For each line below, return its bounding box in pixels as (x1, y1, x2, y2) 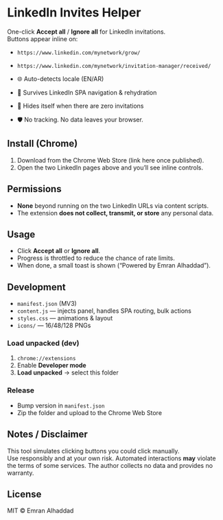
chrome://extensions (16, 355, 76, 362)
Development (7, 281, 67, 293)
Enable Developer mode (16, 362, 87, 370)
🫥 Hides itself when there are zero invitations (16, 102, 144, 110)
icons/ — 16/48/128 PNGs (16, 321, 91, 330)
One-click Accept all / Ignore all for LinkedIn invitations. (7, 27, 166, 36)
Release (7, 386, 35, 395)
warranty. (7, 469, 34, 477)
